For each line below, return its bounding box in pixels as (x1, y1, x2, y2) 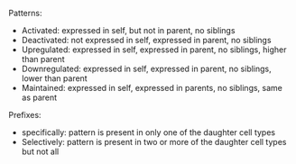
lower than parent (21, 73, 88, 84)
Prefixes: (8, 110, 42, 120)
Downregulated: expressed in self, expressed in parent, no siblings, (21, 63, 272, 74)
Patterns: (8, 8, 42, 18)
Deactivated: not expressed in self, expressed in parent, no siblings (21, 35, 272, 45)
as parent (21, 92, 58, 103)
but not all (21, 146, 60, 157)
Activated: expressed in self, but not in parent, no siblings (21, 25, 236, 35)
